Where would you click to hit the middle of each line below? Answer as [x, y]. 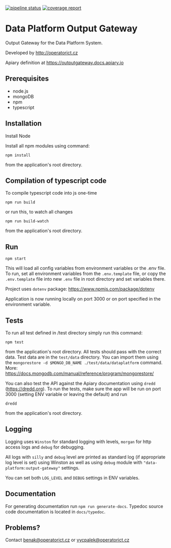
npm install [18, 155]
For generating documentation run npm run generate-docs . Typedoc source [84, 506]
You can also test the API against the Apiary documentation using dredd [80, 383]
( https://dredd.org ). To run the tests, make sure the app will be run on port [83, 389]
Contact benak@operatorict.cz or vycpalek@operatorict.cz [67, 540]
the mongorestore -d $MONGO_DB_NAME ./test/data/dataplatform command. [84, 363]
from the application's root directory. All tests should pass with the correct [83, 352]
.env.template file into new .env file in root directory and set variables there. [86, 279]
